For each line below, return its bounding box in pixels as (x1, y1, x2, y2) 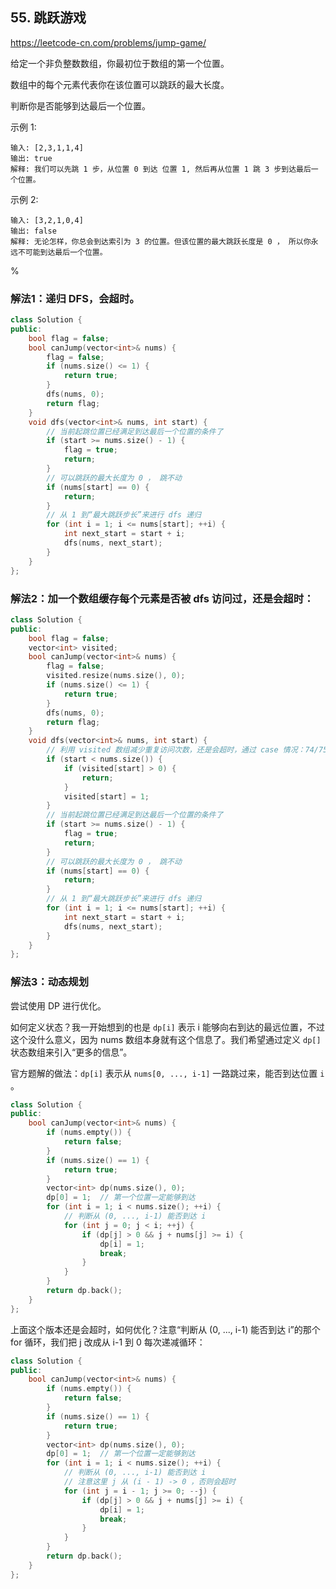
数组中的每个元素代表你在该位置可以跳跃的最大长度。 (10, 78, 230, 90)
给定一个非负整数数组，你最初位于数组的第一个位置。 (10, 57, 230, 69)
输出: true (10, 153, 53, 163)
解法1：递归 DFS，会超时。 (10, 291, 140, 305)
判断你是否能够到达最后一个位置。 (10, 99, 151, 112)
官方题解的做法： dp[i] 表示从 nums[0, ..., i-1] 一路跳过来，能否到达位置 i (10, 1067, 325, 1079)
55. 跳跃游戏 (10, 9, 87, 27)
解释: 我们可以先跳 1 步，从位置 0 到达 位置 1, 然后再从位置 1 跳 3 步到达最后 (10, 164, 312, 174)
